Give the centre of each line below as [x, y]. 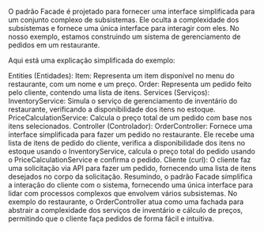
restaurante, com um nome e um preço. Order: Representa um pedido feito [130, 84]
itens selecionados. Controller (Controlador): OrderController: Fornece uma [130, 126]
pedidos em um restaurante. [54, 45]
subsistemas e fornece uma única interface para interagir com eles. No [124, 28]
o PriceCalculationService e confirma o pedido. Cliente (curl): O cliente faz [130, 160]
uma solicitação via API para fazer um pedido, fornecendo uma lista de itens [132, 168]
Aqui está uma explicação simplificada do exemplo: [92, 60]
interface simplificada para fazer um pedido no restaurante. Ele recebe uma [131, 134]
